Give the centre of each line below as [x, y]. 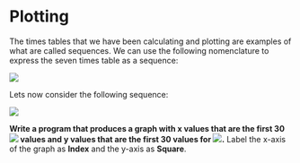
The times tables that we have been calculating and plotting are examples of [150, 41]
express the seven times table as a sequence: [94, 60]
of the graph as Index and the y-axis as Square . [98, 149]
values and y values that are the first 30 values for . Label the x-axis [153, 139]
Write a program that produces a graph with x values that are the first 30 [147, 128]
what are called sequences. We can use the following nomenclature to [139, 50]
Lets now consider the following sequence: [89, 94]
